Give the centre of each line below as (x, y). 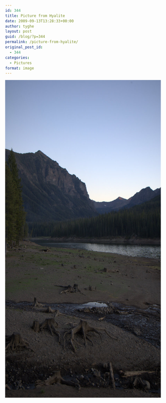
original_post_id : (24, 47)
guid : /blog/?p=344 (25, 37)
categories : (17, 58)
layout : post (19, 32)
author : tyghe (20, 26)
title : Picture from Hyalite (35, 16)
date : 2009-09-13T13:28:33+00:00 (40, 21)
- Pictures (21, 63)
